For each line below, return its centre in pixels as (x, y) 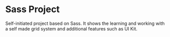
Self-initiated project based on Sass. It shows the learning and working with (85, 23)
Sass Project (33, 9)
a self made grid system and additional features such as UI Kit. (71, 28)
